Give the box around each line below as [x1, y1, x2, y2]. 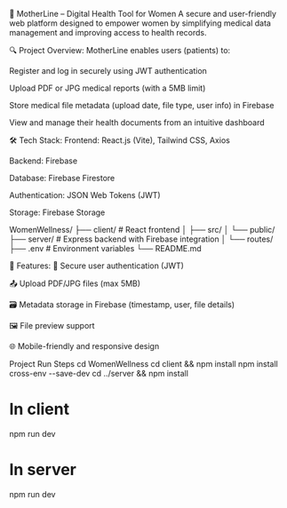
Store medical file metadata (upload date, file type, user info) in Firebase [9, 100, 275, 110]
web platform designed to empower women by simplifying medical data [9, 18, 271, 28]
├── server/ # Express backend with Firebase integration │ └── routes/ [9, 234, 274, 244]
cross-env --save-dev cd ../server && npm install [9, 369, 189, 378]
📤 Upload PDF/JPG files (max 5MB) [9, 278, 140, 289]
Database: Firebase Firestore [9, 173, 116, 183]
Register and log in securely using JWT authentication [9, 66, 207, 75]
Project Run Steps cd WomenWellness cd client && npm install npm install [9, 359, 278, 369]
